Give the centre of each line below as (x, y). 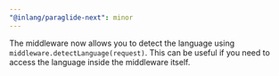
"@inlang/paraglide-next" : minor (71, 17)
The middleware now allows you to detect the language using (122, 43)
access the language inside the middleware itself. (100, 62)
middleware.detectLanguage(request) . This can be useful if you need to (139, 52)
